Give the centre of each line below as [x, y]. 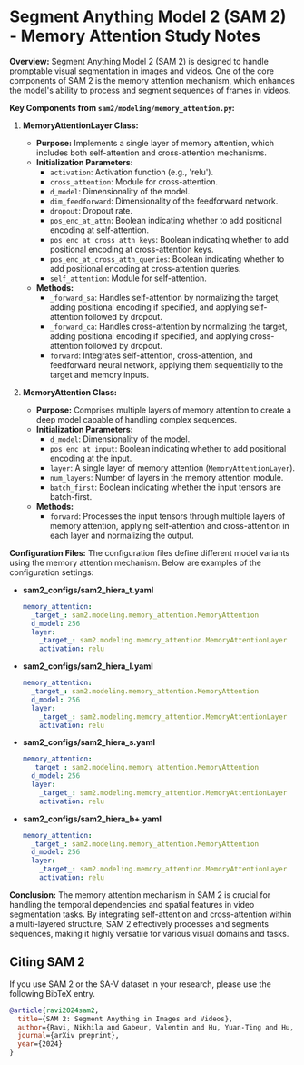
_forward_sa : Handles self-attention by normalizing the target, [165, 297]
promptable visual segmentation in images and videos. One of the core [142, 71]
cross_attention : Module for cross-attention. [134, 181]
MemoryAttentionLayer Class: [80, 125]
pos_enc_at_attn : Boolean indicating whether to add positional [166, 220]
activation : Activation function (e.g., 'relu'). [132, 172]
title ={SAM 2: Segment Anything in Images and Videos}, [125, 1019]
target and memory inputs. [99, 374]
